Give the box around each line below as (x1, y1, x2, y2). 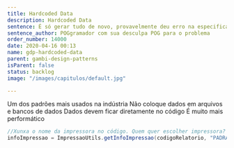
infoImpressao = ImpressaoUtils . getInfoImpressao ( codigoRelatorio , (7, 135, 208, 142)
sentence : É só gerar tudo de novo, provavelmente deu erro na (7, 23, 195, 30)
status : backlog (7, 68, 54, 75)
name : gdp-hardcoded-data (7, 49, 82, 56)
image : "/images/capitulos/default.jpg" (7, 74, 127, 82)
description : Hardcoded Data (7, 17, 92, 24)
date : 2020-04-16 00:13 (7, 42, 77, 49)
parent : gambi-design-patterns (7, 56, 98, 63)
